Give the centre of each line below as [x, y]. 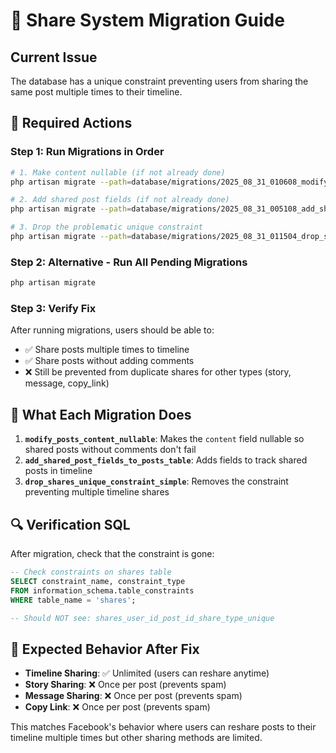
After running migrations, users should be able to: [112, 330]
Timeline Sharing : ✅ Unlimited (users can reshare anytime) [147, 673]
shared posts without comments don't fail [110, 450]
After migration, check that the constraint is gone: [112, 554]
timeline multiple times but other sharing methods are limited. [136, 738]
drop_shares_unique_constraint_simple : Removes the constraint [156, 481]
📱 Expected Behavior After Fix [105, 649]
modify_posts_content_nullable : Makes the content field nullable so [164, 439]
